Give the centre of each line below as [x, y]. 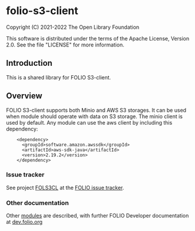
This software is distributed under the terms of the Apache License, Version [98, 38]
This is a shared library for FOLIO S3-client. [59, 77]
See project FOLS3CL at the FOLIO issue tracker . [65, 188]
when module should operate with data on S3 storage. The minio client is [95, 116]
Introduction [29, 63]
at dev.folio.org [24, 222]
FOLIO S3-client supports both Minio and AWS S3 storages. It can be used [96, 110]
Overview [24, 96]
